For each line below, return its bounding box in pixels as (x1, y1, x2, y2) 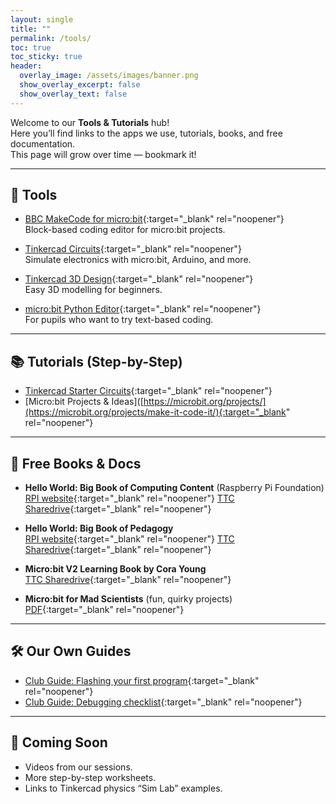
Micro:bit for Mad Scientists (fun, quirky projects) (24, 593, 233, 605)
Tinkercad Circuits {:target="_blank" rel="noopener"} (24, 243, 242, 255)
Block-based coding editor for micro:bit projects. (24, 224, 226, 236)
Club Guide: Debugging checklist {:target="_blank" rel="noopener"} (24, 696, 303, 708)
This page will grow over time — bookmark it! (10, 148, 197, 160)
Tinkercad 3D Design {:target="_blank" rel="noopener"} (24, 273, 254, 285)
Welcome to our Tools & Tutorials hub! (10, 116, 170, 128)
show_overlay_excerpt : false (19, 80, 141, 90)
